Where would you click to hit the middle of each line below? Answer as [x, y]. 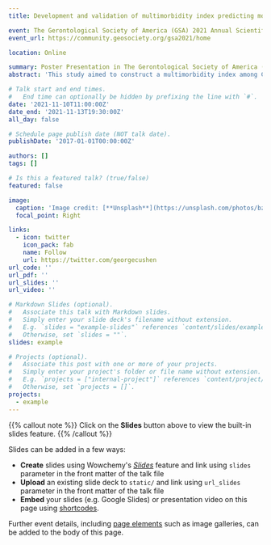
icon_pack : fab [48, 245]
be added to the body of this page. [66, 532]
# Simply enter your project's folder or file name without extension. [135, 372]
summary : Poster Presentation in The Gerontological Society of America [133, 67]
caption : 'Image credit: [57, 208]
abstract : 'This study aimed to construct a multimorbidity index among [133, 75]
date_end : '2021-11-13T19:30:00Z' [67, 112]
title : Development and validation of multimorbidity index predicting [131, 16]
